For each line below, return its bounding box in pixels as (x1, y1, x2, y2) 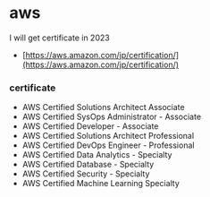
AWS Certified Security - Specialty (21, 168, 150, 179)
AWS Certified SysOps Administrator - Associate (21, 111, 202, 123)
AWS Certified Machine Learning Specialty (21, 178, 181, 189)
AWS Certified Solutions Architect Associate (21, 102, 185, 113)
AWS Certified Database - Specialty (21, 159, 155, 170)
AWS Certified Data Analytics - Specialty (21, 150, 172, 160)
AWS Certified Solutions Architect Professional (21, 131, 195, 141)
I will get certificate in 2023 (9, 32, 110, 43)
